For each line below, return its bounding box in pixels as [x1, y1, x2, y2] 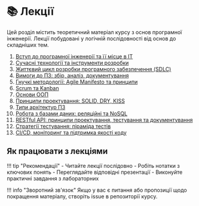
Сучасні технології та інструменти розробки [15, 59, 129, 66]
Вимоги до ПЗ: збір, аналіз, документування [15, 72, 129, 79]
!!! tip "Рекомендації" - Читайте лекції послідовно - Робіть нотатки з [7, 162, 180, 169]
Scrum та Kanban [15, 84, 59, 91]
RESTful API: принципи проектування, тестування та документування [15, 116, 193, 123]
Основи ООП [15, 91, 49, 98]
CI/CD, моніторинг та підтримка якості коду [15, 129, 127, 136]
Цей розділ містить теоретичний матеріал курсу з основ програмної [7, 28, 182, 36]
